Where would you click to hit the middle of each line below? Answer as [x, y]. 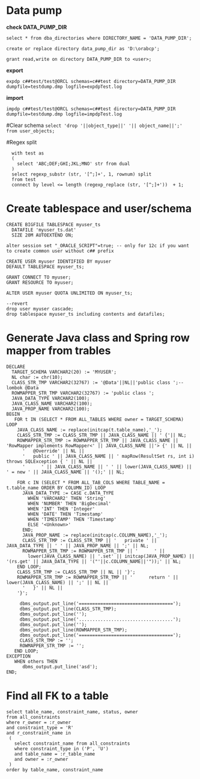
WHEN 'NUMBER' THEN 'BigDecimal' [70, 503]
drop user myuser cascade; [40, 309]
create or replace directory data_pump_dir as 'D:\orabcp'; [83, 49]
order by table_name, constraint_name [55, 770]
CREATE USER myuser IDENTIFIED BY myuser [59, 261]
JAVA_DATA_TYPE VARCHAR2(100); [51, 398]
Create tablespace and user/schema [99, 209]
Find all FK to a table [58, 696]
